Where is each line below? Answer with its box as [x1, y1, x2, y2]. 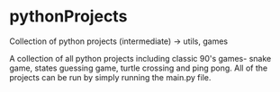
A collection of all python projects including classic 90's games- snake [9, 53, 272, 63]
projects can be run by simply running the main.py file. [9, 71, 212, 82]
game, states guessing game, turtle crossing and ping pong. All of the [9, 63, 268, 73]
